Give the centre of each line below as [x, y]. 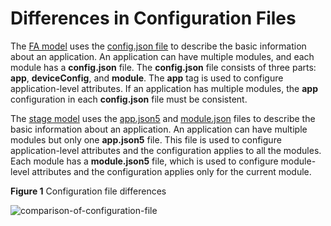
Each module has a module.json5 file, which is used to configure [144, 161]
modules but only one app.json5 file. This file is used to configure [146, 139]
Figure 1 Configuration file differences [88, 191]
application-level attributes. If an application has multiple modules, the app [164, 88]
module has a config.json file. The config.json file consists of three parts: [163, 67]
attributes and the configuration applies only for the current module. [171, 171]
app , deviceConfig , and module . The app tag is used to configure [147, 78]
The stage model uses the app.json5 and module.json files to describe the [163, 118]
